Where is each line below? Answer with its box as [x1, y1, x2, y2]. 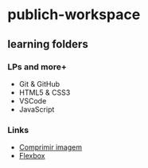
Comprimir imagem [18, 143, 83, 152]
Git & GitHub [18, 79, 60, 88]
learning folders [7, 37, 88, 51]
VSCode [18, 96, 47, 105]
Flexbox [18, 151, 45, 161]
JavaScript [18, 104, 55, 114]
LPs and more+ [7, 61, 67, 72]
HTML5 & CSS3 [18, 88, 71, 97]
